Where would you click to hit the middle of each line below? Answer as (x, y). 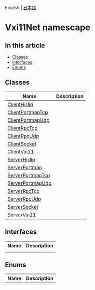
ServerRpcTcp (24, 191)
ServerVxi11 (22, 214)
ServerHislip (21, 160)
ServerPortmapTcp (29, 175)
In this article (25, 45)
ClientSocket (22, 144)
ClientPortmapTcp (28, 112)
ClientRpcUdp (23, 136)
